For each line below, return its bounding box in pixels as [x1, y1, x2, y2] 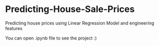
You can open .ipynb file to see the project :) [5, 35, 97, 41]
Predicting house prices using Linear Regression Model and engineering [5, 20, 154, 26]
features [5, 25, 23, 31]
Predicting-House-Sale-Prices [5, 3, 135, 15]
